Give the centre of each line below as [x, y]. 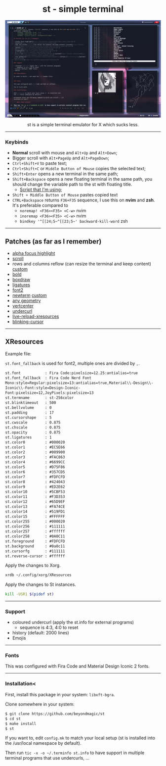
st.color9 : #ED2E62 [35, 487]
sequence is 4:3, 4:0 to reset [49, 627]
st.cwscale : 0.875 [33, 422]
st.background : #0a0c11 [35, 546]
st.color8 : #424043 [35, 482]
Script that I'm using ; [41, 190]
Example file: [18, 354]
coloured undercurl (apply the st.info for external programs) [73, 622]
